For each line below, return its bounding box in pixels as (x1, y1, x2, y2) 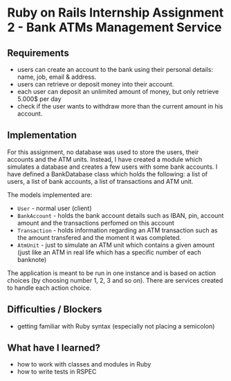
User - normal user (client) (17, 204, 92, 212)
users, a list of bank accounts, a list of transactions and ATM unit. (7, 177, 194, 185)
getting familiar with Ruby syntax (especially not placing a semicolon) (17, 322, 215, 330)
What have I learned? (7, 342, 101, 354)
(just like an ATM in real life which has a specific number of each (17, 248, 202, 257)
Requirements (7, 47, 69, 59)
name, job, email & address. (17, 73, 97, 81)
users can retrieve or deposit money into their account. (17, 80, 174, 88)
